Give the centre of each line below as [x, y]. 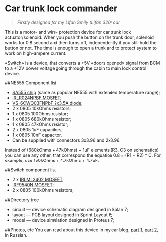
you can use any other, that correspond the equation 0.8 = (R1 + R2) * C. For [83, 155]
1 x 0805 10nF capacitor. [37, 135]
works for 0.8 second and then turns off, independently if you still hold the [81, 42]
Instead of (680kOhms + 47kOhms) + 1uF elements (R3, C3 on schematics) [82, 150]
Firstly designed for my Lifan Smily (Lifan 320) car [69, 22]
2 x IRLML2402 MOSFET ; [38, 179]
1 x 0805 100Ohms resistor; [40, 114]
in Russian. [16, 235]
